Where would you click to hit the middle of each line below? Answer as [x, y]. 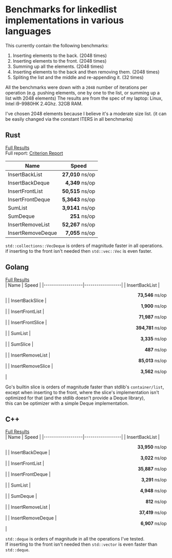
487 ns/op [156, 349]
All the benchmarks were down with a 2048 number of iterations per [76, 87]
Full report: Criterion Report [34, 153]
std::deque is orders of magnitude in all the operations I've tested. [75, 539]
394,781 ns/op [151, 328]
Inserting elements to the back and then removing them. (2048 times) [86, 72]
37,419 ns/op [153, 513]
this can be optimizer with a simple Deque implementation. [67, 403]
